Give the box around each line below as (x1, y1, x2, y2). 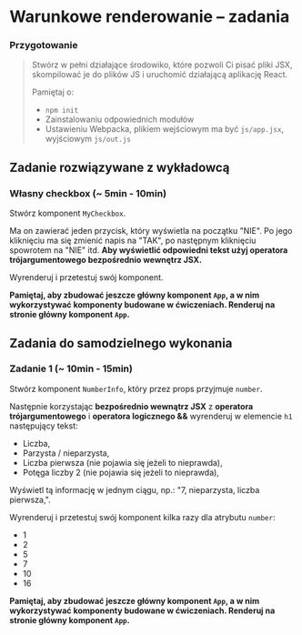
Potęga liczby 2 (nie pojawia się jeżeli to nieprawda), (22, 467, 220, 478)
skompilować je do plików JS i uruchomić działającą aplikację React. (31, 69, 288, 80)
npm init (45, 106, 79, 116)
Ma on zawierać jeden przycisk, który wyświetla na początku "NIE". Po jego (9, 226, 293, 237)
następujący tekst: (9, 420, 79, 431)
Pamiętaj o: (31, 86, 75, 97)
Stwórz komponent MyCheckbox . (9, 207, 126, 219)
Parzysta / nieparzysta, (22, 448, 110, 459)
